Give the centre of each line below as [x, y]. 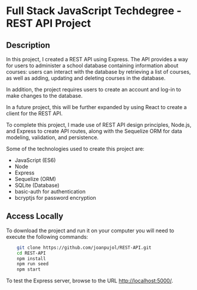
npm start [29, 269]
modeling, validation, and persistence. [52, 137]
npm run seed [33, 264]
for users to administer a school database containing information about [92, 65]
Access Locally [35, 216]
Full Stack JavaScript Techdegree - [94, 11]
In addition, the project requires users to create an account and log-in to [94, 89]
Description [28, 45]
